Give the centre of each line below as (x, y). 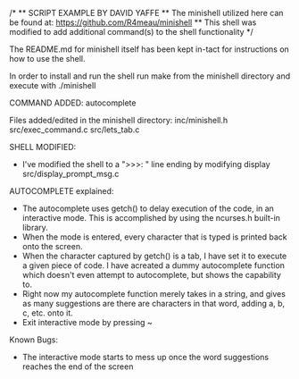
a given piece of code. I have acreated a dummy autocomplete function (154, 265)
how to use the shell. (47, 59)
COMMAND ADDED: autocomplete (73, 103)
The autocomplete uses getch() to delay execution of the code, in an (148, 208)
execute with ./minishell (53, 85)
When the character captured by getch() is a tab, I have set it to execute (154, 256)
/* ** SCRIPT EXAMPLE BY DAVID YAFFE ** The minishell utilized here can (146, 13)
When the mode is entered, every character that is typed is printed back (154, 237)
